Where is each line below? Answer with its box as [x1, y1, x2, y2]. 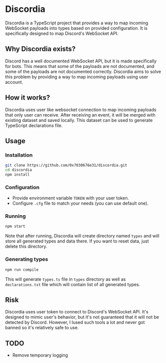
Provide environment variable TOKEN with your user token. [12, 195, 129, 201]
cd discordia [5, 168, 32, 173]
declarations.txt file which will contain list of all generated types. [5, 281, 140, 287]
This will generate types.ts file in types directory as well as [5, 276, 126, 282]
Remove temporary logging [12, 352, 68, 358]
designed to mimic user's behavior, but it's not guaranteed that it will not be [5, 314, 160, 320]
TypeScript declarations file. [5, 122, 63, 128]
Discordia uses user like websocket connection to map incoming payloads [5, 107, 157, 113]
